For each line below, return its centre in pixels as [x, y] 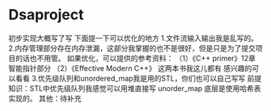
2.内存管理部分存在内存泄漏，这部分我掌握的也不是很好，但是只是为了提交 [132, 48]
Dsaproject [46, 15]
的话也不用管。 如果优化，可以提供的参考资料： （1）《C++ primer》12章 [135, 58]
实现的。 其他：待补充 [45, 98]
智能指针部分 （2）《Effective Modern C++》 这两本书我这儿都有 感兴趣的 [130, 68]
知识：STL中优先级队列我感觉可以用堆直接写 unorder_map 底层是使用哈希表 [135, 88]
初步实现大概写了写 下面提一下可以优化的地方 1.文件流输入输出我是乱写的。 [133, 38]
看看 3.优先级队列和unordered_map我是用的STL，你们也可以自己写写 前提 [138, 78]
